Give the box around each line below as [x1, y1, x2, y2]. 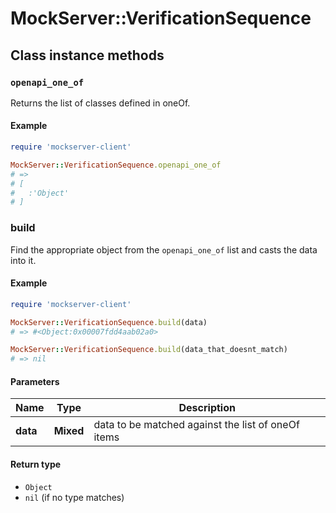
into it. [10, 254, 37, 266]
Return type [10, 458, 62, 470]
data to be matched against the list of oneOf [93, 418, 300, 432]
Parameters [10, 375, 60, 387]
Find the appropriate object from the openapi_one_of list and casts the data [10, 243, 318, 256]
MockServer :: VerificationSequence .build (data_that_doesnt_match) [10, 345, 288, 355]
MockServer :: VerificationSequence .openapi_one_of [10, 160, 222, 170]
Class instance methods [10, 47, 165, 64]
